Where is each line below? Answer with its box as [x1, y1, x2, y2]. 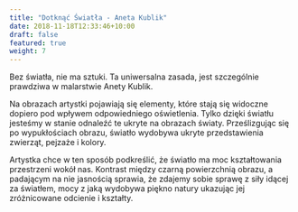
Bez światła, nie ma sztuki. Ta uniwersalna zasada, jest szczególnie [9, 71, 259, 82]
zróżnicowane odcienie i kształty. [9, 193, 134, 204]
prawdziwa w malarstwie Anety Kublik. [9, 81, 154, 92]
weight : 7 [9, 47, 47, 56]
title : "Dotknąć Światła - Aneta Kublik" [9, 13, 168, 23]
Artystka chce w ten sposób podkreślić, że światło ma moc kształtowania [9, 154, 283, 165]
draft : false [9, 30, 59, 39]
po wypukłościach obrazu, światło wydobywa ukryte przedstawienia [9, 127, 264, 138]
